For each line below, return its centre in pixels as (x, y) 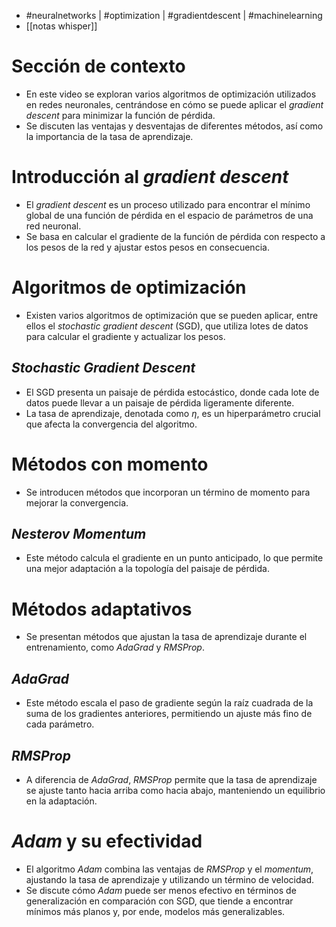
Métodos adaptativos (102, 609)
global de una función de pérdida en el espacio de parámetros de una (169, 215)
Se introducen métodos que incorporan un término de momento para (168, 492)
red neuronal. (53, 226)
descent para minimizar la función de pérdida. (120, 115)
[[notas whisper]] (61, 26)
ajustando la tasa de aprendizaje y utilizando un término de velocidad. (169, 879)
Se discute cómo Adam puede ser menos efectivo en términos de (161, 890)
